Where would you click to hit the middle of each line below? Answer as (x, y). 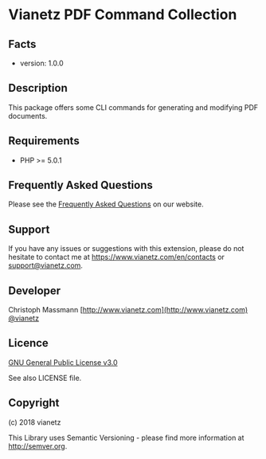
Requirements (44, 141)
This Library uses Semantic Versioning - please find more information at (126, 437)
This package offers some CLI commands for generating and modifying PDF (133, 107)
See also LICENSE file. (45, 378)
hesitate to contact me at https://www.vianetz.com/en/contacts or (117, 257)
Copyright (34, 403)
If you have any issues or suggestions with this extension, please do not (126, 249)
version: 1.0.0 (41, 63)
